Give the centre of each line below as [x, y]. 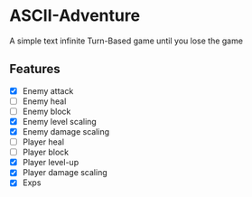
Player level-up [51, 163]
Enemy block [47, 111]
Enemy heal [44, 101]
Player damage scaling [65, 173]
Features [35, 69]
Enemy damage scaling [66, 131]
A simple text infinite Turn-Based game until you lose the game [126, 41]
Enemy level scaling [59, 121]
